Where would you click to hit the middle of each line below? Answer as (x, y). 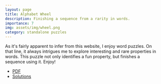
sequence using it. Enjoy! (30, 62)
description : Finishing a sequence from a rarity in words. (68, 19)
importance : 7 (20, 23)
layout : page (18, 10)
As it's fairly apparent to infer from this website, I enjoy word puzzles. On (79, 46)
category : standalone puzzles (36, 32)
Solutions (22, 76)
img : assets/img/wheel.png (33, 28)
